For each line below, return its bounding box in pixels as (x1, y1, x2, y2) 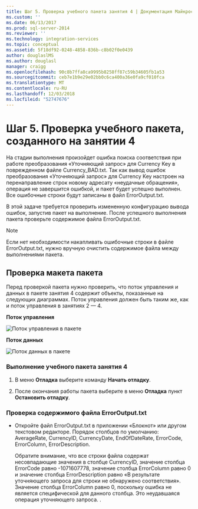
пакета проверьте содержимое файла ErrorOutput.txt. (6, 215, 141, 222)
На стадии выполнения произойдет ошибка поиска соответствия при (6, 154, 181, 161)
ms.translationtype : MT (6, 80, 65, 86)
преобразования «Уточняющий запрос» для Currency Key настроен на (6, 172, 184, 180)
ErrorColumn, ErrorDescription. (14, 441, 90, 448)
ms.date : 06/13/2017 (6, 19, 57, 25)
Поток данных (6, 337, 44, 344)
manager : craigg (6, 63, 46, 70)
